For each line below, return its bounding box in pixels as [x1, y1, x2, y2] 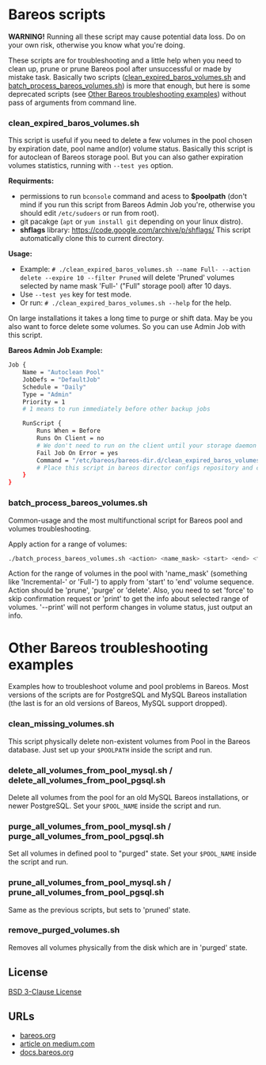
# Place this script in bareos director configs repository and [36, 464, 253, 472]
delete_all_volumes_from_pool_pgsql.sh [8, 775, 166, 786]
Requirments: [8, 176, 54, 186]
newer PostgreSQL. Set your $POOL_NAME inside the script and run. [8, 801, 222, 810]
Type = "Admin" [22, 390, 73, 398]
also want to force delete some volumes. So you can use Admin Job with [8, 322, 245, 331]
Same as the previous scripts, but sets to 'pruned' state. [8, 905, 192, 914]
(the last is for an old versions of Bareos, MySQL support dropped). [8, 699, 228, 708]
